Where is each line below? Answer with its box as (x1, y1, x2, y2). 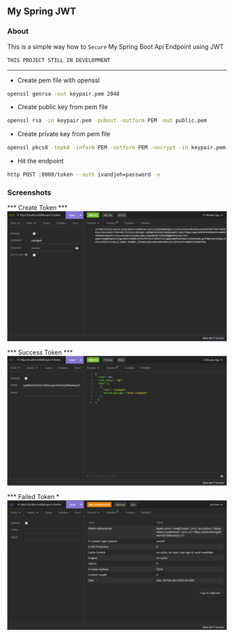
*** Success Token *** (7, 348, 73, 357)
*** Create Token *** (7, 204, 68, 212)
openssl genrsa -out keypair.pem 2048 (7, 90, 120, 97)
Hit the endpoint (17, 157, 64, 165)
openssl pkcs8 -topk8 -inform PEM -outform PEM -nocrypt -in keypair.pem (7, 144, 226, 151)
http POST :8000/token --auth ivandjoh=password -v (7, 171, 160, 179)
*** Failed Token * (7, 492, 60, 501)
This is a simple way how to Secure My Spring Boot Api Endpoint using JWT (7, 42, 224, 51)
